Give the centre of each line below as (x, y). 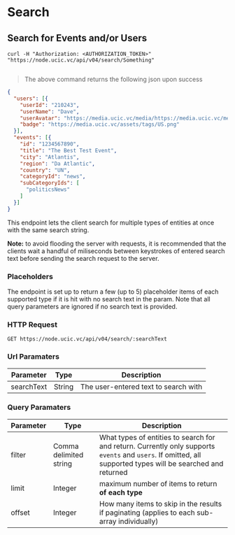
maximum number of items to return (158, 483)
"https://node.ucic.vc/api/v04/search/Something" (81, 60)
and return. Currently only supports (157, 446)
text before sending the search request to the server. (83, 258)
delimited (68, 455)
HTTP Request (33, 324)
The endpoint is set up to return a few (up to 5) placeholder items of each (113, 292)
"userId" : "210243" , (50, 105)
